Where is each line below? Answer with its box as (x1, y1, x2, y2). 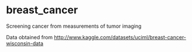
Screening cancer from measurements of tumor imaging (6, 23, 142, 29)
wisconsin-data (6, 40, 44, 47)
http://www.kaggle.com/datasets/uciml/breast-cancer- (54, 34, 186, 40)
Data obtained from (6, 34, 53, 40)
